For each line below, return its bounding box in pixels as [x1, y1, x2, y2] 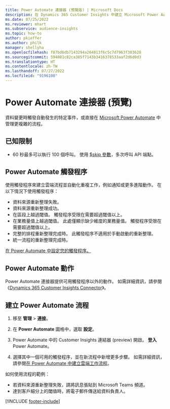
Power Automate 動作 [5, 264, 74, 272]
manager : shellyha [5, 45, 44, 50]
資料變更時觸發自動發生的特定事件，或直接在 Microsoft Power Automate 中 [5, 114, 161, 120]
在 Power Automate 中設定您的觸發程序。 [5, 248, 91, 254]
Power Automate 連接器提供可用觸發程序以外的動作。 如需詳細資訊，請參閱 [5, 278, 162, 284]
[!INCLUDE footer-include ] [5, 398, 60, 404]
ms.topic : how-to [5, 31, 42, 36]
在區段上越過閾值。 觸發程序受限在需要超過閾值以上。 [12, 212, 125, 218]
